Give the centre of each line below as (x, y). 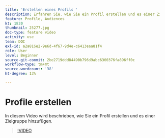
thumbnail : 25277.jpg (27, 28)
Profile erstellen (38, 102)
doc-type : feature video (30, 32)
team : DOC (15, 42)
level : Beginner (22, 55)
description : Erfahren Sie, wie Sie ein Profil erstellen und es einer (80, 14)
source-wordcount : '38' (29, 69)
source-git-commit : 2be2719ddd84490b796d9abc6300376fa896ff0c (70, 60)
